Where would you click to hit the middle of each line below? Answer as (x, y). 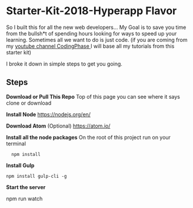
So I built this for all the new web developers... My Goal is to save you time (96, 27)
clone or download (29, 103)
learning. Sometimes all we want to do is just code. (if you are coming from (97, 40)
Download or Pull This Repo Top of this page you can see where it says (93, 96)
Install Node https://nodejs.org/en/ (49, 114)
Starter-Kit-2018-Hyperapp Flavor (91, 11)
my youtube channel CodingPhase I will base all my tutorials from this (90, 46)
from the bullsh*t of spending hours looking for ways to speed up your (91, 33)
